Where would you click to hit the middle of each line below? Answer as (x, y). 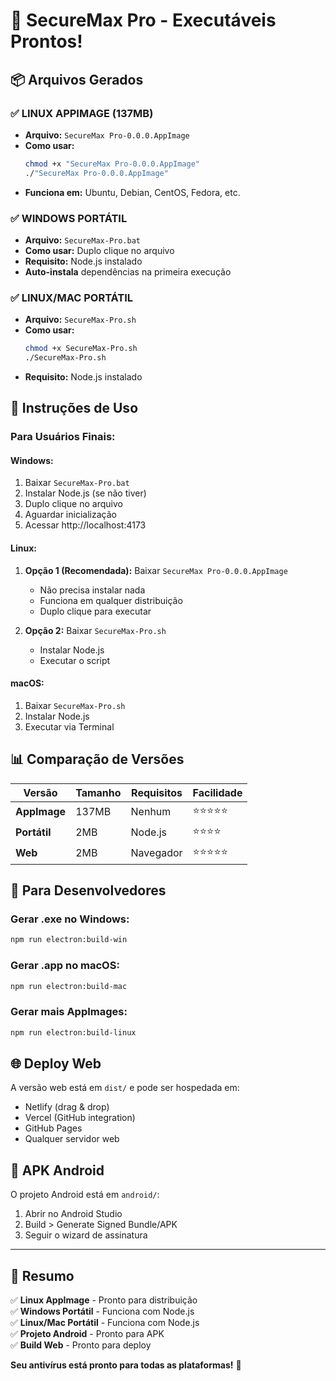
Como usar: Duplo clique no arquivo (99, 250)
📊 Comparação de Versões (97, 759)
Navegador (156, 853)
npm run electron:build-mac (69, 986)
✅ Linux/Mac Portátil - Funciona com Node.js (105, 1323)
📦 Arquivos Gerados (77, 79)
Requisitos (157, 792)
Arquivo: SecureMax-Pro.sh (80, 320)
